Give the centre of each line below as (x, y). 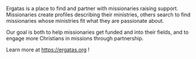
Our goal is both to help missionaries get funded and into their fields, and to (97, 32)
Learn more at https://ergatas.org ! (48, 50)
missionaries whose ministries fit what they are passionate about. (85, 21)
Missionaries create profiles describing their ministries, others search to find (98, 15)
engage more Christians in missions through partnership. (75, 38)
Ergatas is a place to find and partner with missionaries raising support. (92, 8)
